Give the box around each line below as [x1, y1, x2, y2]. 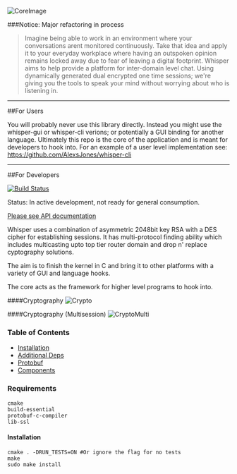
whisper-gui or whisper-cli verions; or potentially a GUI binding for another [7, 128, 224, 136]
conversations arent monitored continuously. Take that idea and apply [24, 42, 228, 49]
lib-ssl [7, 418, 30, 425]
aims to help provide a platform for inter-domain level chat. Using [24, 64, 214, 72]
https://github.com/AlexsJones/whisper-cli [7, 150, 132, 159]
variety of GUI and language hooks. [7, 269, 111, 277]
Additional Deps [17, 351, 65, 360]
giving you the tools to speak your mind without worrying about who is [24, 79, 230, 87]
